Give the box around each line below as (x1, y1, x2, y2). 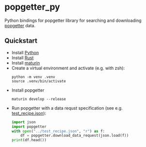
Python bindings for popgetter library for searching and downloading (4, 17, 142, 23)
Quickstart (4, 37, 38, 45)
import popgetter (11, 124, 47, 129)
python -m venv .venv (11, 74, 55, 79)
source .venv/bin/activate (11, 79, 66, 83)
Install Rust (11, 55, 34, 61)
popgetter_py (4, 1, 60, 13)
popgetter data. (4, 22, 36, 28)
